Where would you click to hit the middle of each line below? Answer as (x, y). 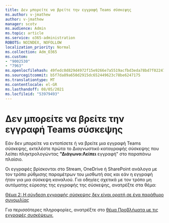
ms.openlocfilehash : (27, 71)
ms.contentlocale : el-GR (31, 84)
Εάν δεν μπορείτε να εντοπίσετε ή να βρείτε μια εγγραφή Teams (73, 143)
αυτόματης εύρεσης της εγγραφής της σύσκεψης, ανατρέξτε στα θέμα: (81, 185)
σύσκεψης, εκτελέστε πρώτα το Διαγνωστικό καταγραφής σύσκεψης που (82, 149)
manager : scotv (21, 24)
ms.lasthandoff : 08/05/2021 (35, 89)
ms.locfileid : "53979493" (32, 94)
